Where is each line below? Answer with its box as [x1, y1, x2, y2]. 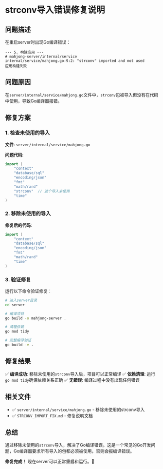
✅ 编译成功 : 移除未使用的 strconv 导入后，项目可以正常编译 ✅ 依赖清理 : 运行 [5, 371, 156, 377]
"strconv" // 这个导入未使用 [14, 189, 70, 194]
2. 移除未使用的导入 [5, 210, 51, 217]
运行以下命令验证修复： [5, 288, 52, 294]
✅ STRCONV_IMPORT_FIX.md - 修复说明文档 [12, 412, 93, 418]
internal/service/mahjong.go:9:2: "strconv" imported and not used [5, 59, 145, 63]
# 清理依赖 [5, 325, 24, 330]
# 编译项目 [5, 311, 24, 316]
